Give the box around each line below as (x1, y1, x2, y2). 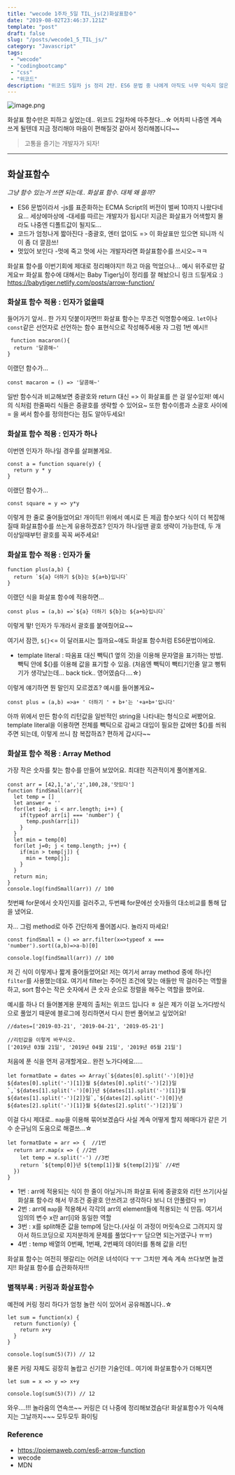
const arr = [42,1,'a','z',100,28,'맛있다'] (7, 781, 135, 788)
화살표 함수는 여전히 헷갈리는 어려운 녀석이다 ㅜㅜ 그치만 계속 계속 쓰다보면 (7, 1255, 211, 1263)
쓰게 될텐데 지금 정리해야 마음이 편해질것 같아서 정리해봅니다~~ (7, 124, 180, 133)
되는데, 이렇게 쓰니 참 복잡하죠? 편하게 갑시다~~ (20, 729, 151, 738)
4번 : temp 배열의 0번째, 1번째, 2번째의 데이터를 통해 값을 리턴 (17, 1240, 187, 1248)
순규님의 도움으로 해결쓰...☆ (14, 1124, 92, 1132)
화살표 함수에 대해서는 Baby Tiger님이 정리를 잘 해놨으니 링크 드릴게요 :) (25, 270, 224, 279)
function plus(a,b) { (7, 565, 71, 573)
